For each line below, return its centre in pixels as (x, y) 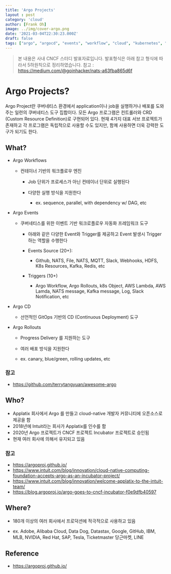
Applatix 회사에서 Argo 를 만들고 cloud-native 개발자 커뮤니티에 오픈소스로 (88, 413)
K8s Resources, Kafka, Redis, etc (70, 266)
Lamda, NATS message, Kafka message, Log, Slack (90, 291)
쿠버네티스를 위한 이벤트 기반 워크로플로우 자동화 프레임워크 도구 (84, 223)
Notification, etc (52, 296)
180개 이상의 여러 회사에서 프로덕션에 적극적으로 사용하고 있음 (74, 521)
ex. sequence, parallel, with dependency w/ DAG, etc (91, 203)
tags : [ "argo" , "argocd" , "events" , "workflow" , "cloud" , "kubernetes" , (84, 43)
